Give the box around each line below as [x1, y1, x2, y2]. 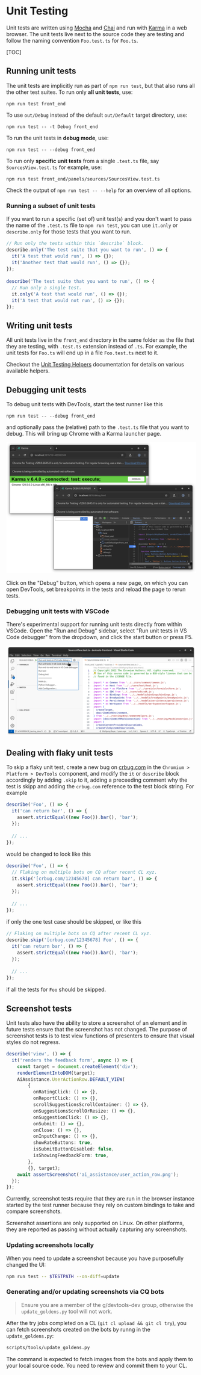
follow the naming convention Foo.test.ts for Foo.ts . [6, 37, 138, 44]
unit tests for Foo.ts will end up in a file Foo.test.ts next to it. [6, 349, 159, 356]
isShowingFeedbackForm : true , [32, 1152, 110, 1158]
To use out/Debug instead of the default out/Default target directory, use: [6, 111, 188, 119]
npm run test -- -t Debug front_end [6, 123, 98, 130]
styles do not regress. [6, 1039, 60, 1045]
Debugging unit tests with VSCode [6, 607, 110, 615]
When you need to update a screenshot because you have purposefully [6, 1255, 184, 1262]
